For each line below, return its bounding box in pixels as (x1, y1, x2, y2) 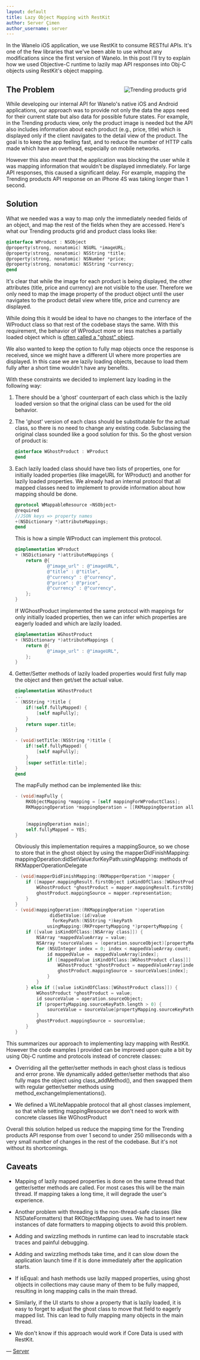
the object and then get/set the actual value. (14, 676, 124, 684)
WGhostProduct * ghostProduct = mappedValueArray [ (57, 962, 183, 968)
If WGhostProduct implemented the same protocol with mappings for (14, 607, 184, 614)
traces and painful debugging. (14, 1239, 89, 1246)
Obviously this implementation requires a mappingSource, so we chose (14, 843, 189, 850)
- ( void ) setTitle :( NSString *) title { (14, 738, 111, 744)
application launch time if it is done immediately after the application (14, 1257, 183, 1264)
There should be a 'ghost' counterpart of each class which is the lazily (14, 394, 187, 401)
